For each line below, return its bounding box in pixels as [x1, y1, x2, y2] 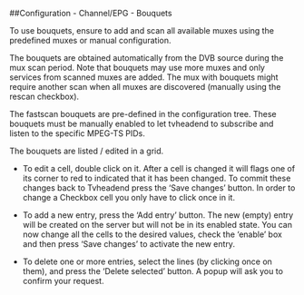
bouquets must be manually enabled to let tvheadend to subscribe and [9, 118, 274, 129]
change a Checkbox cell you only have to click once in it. [22, 192, 236, 202]
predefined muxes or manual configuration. [9, 35, 172, 45]
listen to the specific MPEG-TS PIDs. [9, 128, 145, 139]
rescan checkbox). [9, 91, 80, 102]
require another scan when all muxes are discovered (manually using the [9, 82, 281, 92]
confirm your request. [22, 276, 104, 286]
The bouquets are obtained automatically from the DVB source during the [9, 53, 284, 63]
